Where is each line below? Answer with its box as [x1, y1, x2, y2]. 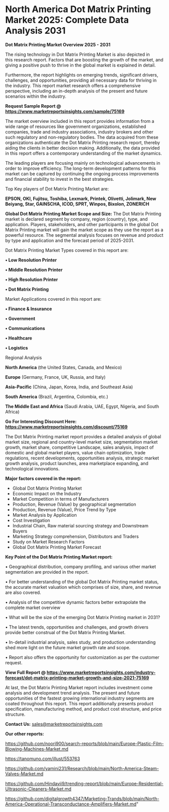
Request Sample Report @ [5, 103, 61, 109]
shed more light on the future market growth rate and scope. [5, 644, 131, 650]
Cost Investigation [12, 517, 50, 523]
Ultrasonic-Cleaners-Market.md [5, 786, 71, 792]
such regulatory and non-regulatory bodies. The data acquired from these [5, 134, 158, 140]
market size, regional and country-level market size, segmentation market [5, 439, 158, 445]
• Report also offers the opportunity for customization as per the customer [5, 654, 159, 660]
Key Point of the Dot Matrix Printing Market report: [5, 554, 113, 560]
